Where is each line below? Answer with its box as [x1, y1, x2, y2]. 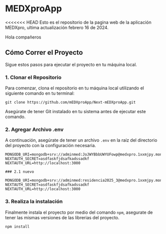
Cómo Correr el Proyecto [5, 48, 83, 57]
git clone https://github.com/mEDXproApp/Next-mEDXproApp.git [5, 100, 136, 105]
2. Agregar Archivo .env [5, 126, 64, 133]
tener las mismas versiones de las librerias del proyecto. [5, 214, 120, 220]
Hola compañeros [5, 34, 41, 40]
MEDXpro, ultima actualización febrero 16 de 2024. [5, 24, 109, 30]
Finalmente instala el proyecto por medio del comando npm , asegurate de [5, 209, 153, 215]
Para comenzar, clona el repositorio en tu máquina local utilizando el [5, 85, 144, 91]
